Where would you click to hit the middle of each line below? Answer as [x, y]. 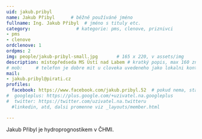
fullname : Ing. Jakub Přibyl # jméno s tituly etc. [74, 23]
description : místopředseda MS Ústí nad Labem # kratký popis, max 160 [98, 62]
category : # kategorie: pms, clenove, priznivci [90, 29]
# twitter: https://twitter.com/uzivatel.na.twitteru [76, 101]
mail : [13, 73]
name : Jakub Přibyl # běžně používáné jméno [70, 17]
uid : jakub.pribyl [29, 12]
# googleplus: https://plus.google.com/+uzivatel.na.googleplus [90, 96]
